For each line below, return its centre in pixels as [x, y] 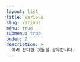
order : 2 [17, 39]
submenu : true [24, 34]
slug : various [24, 22]
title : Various [25, 17]
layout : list [22, 12]
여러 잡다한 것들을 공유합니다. [43, 50]
